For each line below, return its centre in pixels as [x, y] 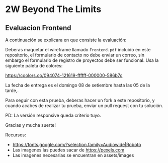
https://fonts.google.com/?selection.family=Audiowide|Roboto [77, 145]
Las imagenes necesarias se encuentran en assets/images [73, 155]
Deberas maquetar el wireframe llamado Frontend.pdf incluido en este [78, 50]
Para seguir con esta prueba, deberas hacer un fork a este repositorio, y [80, 100]
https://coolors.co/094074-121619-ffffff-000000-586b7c [64, 75]
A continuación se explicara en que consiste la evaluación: [66, 40]
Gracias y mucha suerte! [31, 125]
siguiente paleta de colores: [34, 66]
